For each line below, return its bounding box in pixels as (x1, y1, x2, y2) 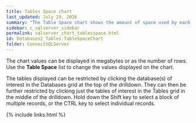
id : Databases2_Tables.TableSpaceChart (6, 36, 104, 42)
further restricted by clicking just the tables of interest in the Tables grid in (6, 87, 185, 94)
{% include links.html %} (6, 111, 66, 118)
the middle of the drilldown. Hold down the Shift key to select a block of (6, 93, 180, 100)
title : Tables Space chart (6, 8, 72, 15)
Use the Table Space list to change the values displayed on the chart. (6, 63, 174, 70)
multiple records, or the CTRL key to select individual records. (6, 100, 156, 107)
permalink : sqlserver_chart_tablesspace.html (6, 30, 119, 36)
